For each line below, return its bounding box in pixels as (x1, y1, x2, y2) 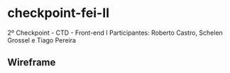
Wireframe (7, 57, 56, 69)
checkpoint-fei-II (7, 5, 110, 21)
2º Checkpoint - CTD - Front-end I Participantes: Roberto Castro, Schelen (7, 28, 224, 37)
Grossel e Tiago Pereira (7, 35, 77, 44)
